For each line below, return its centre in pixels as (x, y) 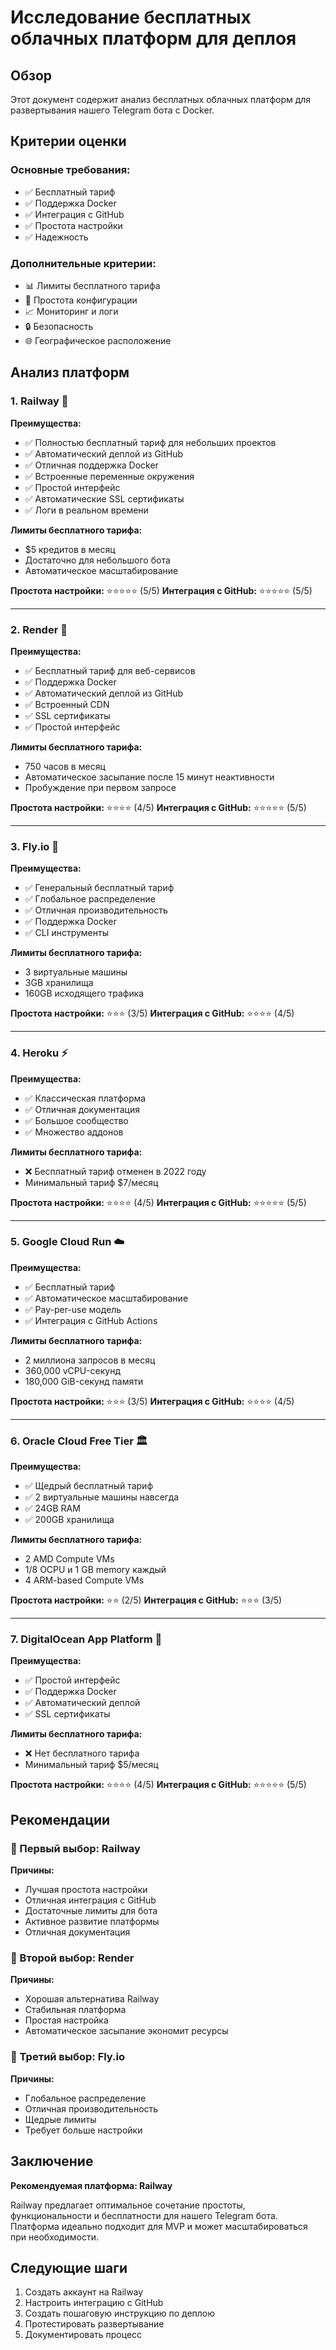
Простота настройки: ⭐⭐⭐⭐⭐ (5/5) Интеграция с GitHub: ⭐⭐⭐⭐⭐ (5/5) (161, 590)
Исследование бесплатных (131, 17)
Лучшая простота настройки (86, 1890)
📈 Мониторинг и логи (71, 311)
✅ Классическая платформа (85, 1098)
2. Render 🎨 (39, 629)
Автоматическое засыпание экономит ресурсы (126, 2031)
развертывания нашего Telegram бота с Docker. (112, 110)
